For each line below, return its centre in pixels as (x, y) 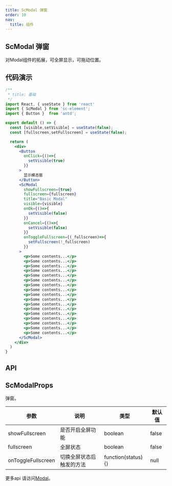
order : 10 (16, 15)
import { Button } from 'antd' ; (41, 114)
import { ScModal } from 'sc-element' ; (48, 109)
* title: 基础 (22, 95)
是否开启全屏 (76, 430)
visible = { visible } (43, 204)
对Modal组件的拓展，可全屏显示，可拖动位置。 (55, 60)
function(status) (124, 457)
